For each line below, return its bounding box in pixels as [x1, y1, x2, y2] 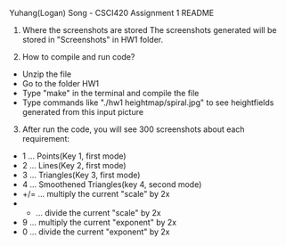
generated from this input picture [21, 107, 144, 117]
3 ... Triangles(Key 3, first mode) [21, 169, 141, 180]
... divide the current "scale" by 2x [35, 208, 162, 217]
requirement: [21, 134, 69, 143]
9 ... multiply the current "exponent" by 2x [21, 217, 176, 227]
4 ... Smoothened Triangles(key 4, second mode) [21, 179, 202, 190]
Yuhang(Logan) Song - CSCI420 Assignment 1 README [9, 8, 215, 18]
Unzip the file [21, 69, 72, 79]
